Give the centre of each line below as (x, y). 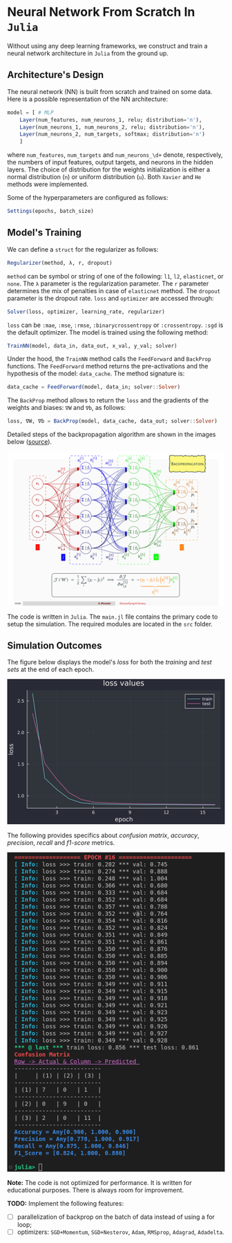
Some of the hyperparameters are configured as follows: (88, 198)
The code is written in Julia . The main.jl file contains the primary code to (113, 617)
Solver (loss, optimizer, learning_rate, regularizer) (86, 312)
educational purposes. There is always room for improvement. (96, 1190)
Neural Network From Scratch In (101, 12)
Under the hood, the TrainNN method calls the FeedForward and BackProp (109, 359)
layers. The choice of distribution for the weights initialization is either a (109, 169)
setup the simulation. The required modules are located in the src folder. (110, 624)
